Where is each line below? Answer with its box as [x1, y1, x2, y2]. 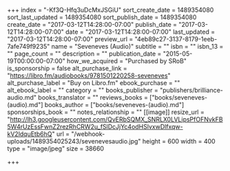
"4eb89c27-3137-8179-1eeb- [134, 35, 218, 43]
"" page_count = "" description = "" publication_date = [7, 49, 162, 58]
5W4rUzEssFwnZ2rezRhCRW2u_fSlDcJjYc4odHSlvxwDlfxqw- [7, 123, 184, 130]
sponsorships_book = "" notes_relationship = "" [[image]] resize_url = [7, 108, 205, 116]
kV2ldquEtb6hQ [7, 130, 52, 138]
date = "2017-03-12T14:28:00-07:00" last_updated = [65, 27, 216, 36]
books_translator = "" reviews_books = [37, 93, 148, 102]
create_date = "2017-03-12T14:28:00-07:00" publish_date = [7, 21, 178, 28]
